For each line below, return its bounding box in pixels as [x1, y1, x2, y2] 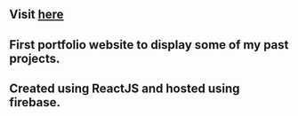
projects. [9, 50, 60, 66]
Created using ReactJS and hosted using [9, 81, 240, 97]
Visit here [9, 7, 64, 22]
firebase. [9, 95, 60, 110]
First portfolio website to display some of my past [9, 37, 289, 52]
